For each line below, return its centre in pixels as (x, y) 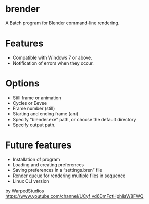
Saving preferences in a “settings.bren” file (57, 170)
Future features (39, 145)
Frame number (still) (34, 108)
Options (22, 84)
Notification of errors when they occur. (53, 63)
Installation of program (36, 159)
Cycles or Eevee (30, 103)
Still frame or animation (37, 98)
